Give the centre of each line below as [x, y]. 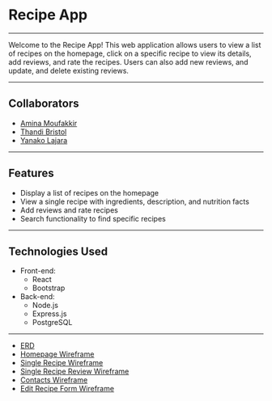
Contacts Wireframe [54, 380]
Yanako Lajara [44, 140]
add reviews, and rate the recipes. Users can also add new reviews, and [128, 61]
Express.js [49, 314]
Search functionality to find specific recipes [93, 218]
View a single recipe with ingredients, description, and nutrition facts [134, 201]
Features [31, 173]
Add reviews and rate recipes [69, 210]
